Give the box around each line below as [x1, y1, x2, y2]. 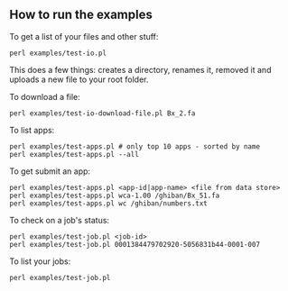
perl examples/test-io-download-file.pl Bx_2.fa [9, 108, 196, 118]
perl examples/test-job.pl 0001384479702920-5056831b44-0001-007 [9, 240, 260, 249]
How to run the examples [9, 7, 153, 23]
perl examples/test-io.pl [9, 49, 107, 58]
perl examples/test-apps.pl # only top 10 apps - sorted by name [9, 141, 260, 151]
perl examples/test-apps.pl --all [9, 150, 140, 159]
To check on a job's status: [9, 214, 110, 225]
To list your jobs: [9, 256, 71, 267]
